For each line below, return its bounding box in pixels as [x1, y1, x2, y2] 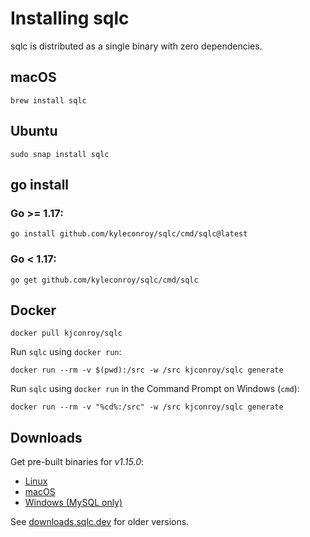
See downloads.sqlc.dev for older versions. [10, 516, 190, 528]
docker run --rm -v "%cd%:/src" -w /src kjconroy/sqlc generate [10, 402, 284, 412]
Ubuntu [10, 123, 58, 140]
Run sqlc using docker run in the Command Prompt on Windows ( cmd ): [10, 383, 300, 395]
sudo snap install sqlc [10, 149, 110, 159]
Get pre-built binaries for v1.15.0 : [10, 456, 144, 468]
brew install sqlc [10, 95, 87, 106]
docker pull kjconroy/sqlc [10, 328, 123, 339]
